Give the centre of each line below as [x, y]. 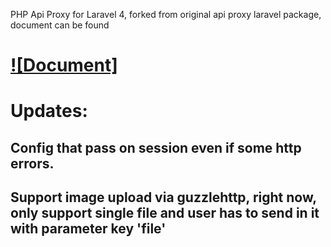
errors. [32, 163]
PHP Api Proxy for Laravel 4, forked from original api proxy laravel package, [166, 14]
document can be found [60, 25]
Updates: [49, 111]
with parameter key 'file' [88, 229]
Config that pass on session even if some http [156, 147]
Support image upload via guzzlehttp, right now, [163, 197]
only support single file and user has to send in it [165, 213]
